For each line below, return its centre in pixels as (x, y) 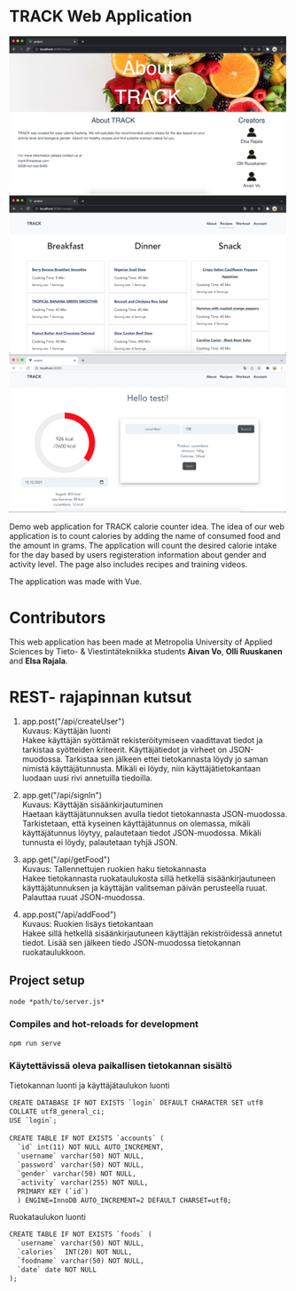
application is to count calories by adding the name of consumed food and (145, 536)
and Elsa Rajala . (39, 661)
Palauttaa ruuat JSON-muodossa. (83, 898)
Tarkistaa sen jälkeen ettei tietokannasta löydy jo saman (167, 759)
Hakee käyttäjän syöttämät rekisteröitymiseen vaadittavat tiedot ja (142, 741)
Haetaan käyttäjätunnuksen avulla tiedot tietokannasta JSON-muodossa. (155, 814)
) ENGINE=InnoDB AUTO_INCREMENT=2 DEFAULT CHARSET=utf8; (125, 1200)
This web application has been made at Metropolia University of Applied (141, 642)
